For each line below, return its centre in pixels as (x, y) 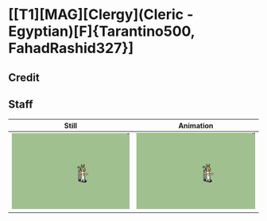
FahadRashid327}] (71, 48)
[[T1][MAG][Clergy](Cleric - (101, 15)
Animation (196, 125)
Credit (24, 77)
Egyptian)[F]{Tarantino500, (102, 31)
